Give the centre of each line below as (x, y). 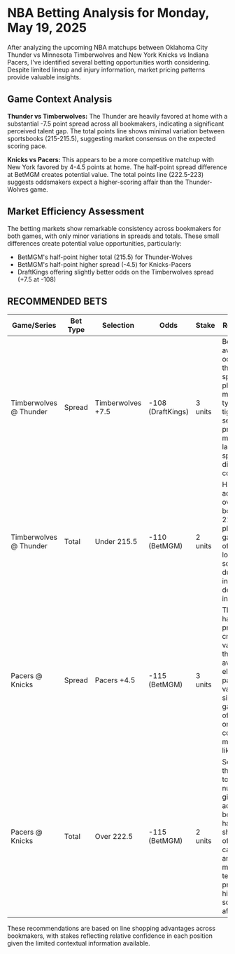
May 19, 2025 (47, 28)
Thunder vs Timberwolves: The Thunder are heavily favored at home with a (117, 116)
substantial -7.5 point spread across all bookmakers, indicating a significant (116, 124)
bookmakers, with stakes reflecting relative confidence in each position (110, 936)
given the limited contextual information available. (79, 943)
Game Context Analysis (60, 99)
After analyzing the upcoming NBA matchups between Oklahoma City (108, 47)
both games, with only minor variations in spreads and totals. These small (113, 236)
